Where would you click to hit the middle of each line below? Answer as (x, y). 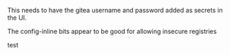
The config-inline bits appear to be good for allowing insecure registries (112, 31)
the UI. (17, 18)
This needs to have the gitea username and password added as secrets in (115, 10)
